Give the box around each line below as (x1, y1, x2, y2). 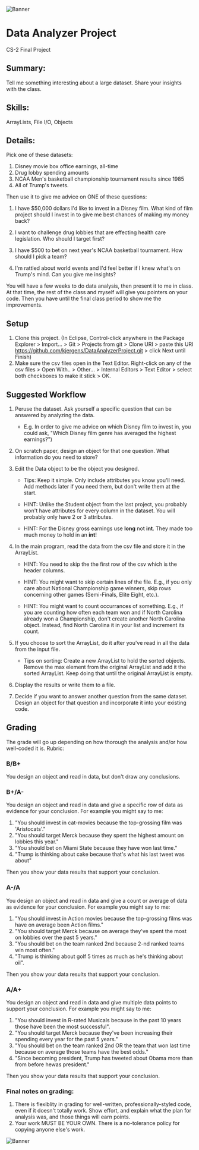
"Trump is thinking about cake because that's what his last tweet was (14, 850, 185, 858)
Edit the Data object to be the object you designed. (14, 465, 140, 472)
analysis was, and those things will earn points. (14, 1113, 131, 1120)
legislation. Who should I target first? (14, 235, 105, 242)
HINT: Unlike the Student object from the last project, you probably (23, 501, 187, 508)
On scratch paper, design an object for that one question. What (14, 448, 169, 454)
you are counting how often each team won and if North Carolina (23, 609, 183, 616)
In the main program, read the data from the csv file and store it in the (14, 543, 185, 550)
